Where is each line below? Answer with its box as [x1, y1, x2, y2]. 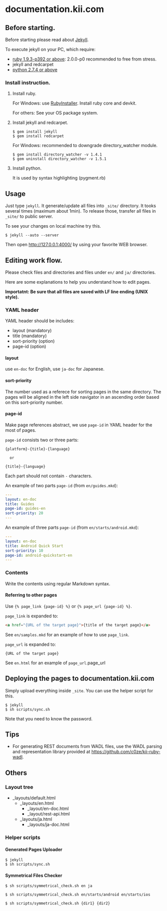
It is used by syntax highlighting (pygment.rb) [12, 175, 106, 181]
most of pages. [5, 427, 36, 433]
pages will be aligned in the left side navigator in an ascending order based [5, 394, 160, 400]
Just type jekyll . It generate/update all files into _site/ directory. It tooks [5, 203, 156, 209]
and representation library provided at [12, 749, 91, 755]
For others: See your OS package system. [12, 110, 98, 116]
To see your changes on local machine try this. [5, 223, 101, 229]
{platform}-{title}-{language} [5, 446, 70, 451]
